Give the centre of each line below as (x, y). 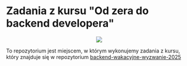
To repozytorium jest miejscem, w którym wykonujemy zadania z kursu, (93, 51)
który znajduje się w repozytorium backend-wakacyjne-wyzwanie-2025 (94, 57)
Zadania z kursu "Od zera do (78, 11)
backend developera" (60, 23)
